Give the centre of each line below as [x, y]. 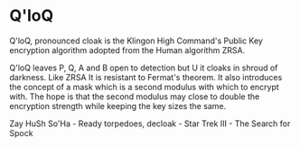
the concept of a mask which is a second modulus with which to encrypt [145, 87]
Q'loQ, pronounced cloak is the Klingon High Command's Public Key [136, 41]
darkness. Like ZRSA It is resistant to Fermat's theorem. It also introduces [146, 77]
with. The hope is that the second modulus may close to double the [135, 96]
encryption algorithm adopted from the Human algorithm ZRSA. [127, 50]
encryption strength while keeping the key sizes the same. [118, 106]
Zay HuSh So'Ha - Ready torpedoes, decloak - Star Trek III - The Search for [150, 124]
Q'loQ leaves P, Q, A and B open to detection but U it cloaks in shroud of [144, 68]
